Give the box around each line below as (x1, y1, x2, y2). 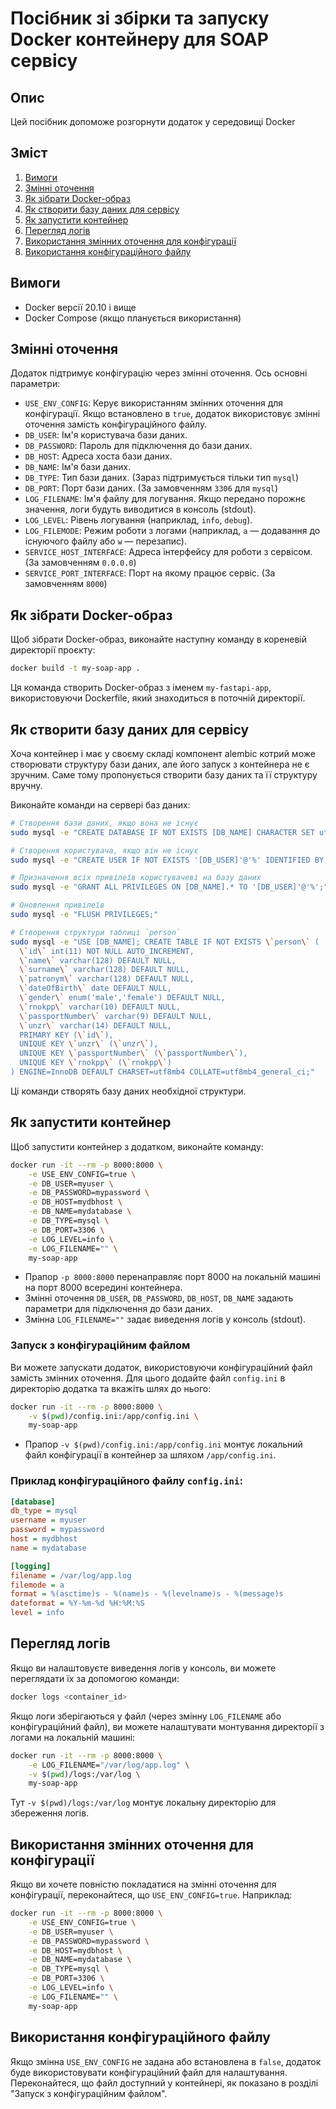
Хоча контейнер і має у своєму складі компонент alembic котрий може (10, 747, 316, 759)
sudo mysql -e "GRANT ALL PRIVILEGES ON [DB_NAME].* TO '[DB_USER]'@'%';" (10, 882, 329, 892)
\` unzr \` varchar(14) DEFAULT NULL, (19, 1020, 172, 1031)
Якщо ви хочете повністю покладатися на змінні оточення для (10, 1878, 277, 1891)
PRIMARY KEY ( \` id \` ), (19, 1030, 114, 1040)
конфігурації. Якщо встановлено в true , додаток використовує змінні (24, 408, 321, 420)
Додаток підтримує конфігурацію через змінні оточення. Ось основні (10, 367, 308, 379)
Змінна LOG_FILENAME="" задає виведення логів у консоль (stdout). (24, 1313, 307, 1326)
